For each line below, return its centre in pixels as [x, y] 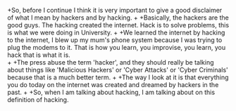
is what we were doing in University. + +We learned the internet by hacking [116, 32]
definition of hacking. [38, 100]
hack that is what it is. [39, 55]
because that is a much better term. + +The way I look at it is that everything [118, 77]
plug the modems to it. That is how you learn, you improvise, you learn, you [117, 47]
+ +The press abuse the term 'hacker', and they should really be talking [111, 62]
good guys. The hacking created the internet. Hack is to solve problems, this [118, 25]
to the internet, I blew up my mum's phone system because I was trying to [115, 40]
